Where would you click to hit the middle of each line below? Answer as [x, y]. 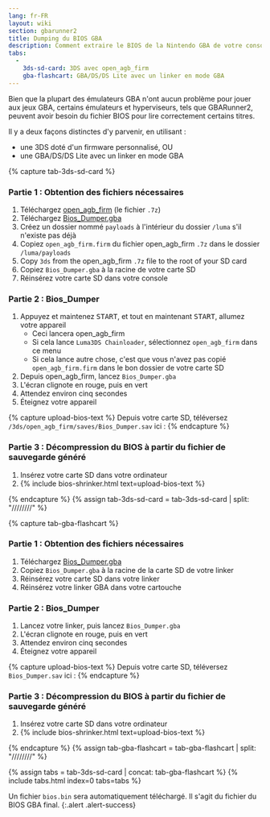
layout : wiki [30, 23]
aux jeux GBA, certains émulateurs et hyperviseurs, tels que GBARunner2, [131, 107]
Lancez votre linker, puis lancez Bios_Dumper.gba [100, 626]
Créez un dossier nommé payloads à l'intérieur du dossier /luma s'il [131, 226]
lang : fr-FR [28, 16]
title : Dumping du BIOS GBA [55, 38]
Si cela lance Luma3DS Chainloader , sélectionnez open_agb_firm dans [145, 342]
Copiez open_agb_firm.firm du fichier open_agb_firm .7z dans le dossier [140, 243]
